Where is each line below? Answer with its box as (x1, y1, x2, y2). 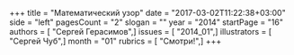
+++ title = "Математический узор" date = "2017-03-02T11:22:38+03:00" (9, 8, 286, 18)
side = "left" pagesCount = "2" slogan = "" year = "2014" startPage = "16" (9, 17, 283, 27)
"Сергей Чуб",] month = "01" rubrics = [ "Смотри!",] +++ (9, 35, 222, 46)
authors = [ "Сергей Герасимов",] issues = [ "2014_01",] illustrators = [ (9, 27, 272, 36)
